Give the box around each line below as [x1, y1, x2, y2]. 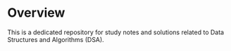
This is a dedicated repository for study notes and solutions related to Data [7, 28, 224, 36]
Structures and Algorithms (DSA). [7, 35, 104, 43]
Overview [7, 5, 65, 21]
